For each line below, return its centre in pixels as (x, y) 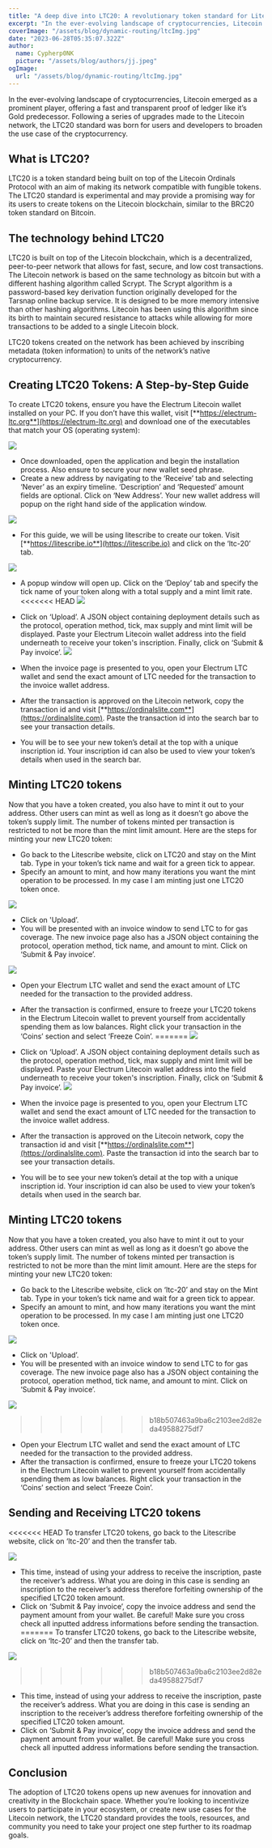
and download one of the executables (187, 422)
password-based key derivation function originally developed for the (123, 292)
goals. (19, 1835)
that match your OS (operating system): (74, 431)
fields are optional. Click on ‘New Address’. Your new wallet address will (140, 495)
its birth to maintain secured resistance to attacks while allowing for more (130, 318)
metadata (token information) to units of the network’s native (109, 351)
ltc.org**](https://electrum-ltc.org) (66, 422)
